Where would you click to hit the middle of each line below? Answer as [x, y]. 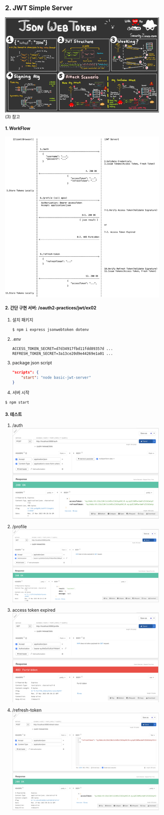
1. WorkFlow [18, 128]
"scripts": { [25, 372]
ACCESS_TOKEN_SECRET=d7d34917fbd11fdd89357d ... [62, 349]
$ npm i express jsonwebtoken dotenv [51, 329]
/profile [19, 526]
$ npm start [17, 403]
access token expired [34, 610]
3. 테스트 [13, 414]
